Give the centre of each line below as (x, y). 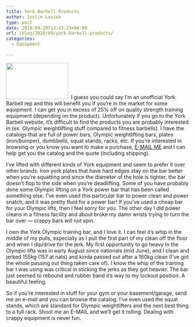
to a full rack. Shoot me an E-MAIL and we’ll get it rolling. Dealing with (90, 312)
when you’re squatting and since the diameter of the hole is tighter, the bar (96, 177)
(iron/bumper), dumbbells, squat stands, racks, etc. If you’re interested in (94, 141)
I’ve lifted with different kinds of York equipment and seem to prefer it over (96, 164)
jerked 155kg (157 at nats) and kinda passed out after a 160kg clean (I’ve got (97, 257)
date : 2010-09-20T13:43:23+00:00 (47, 28)
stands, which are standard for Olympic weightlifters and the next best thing (97, 305)
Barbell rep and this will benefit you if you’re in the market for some (87, 103)
